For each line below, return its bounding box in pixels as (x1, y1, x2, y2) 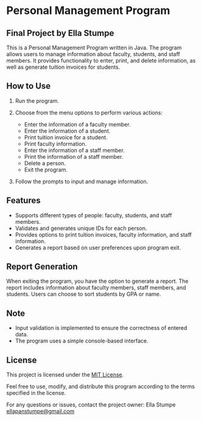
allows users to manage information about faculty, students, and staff (6, 50, 181, 58)
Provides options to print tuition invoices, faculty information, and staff (15, 231, 192, 238)
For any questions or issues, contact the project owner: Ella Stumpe (6, 401, 176, 408)
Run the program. (15, 97, 60, 104)
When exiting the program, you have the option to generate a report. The (6, 277, 189, 285)
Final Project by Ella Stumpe (6, 28, 114, 38)
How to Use (6, 81, 51, 91)
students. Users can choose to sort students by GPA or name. (6, 290, 161, 298)
